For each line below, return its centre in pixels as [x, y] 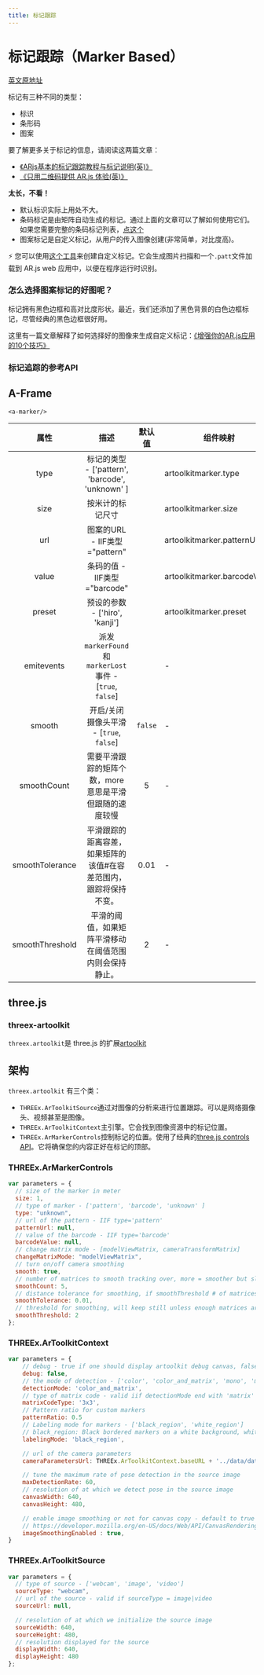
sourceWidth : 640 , [46, 1627]
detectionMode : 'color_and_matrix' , [82, 1388]
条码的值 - [106, 566]
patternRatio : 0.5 [52, 1418]
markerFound [107, 646]
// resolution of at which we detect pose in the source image [128, 1490]
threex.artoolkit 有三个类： [55, 1091]
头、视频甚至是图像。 [54, 1117]
